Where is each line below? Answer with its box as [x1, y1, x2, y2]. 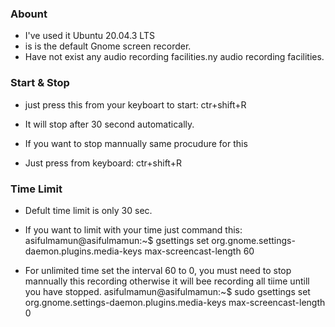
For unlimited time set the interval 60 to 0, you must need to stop [24, 264, 292, 276]
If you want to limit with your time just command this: [24, 223, 243, 236]
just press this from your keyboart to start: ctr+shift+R [24, 98, 247, 111]
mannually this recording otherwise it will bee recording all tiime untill [24, 275, 310, 287]
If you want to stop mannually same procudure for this [24, 137, 248, 149]
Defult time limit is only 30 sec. [24, 204, 153, 216]
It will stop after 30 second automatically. [24, 118, 195, 130]
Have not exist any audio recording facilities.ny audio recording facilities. [24, 51, 325, 63]
